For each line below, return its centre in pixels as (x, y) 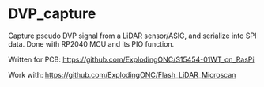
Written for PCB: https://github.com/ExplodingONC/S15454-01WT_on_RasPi (131, 59)
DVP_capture (52, 14)
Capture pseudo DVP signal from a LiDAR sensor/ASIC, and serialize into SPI (132, 36)
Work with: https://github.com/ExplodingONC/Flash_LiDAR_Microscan (122, 74)
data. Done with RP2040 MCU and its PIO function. (91, 43)
